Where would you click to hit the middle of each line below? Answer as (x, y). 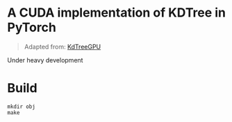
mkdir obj (22, 106)
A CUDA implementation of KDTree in (117, 13)
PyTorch (32, 27)
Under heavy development (45, 60)
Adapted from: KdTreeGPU (63, 46)
